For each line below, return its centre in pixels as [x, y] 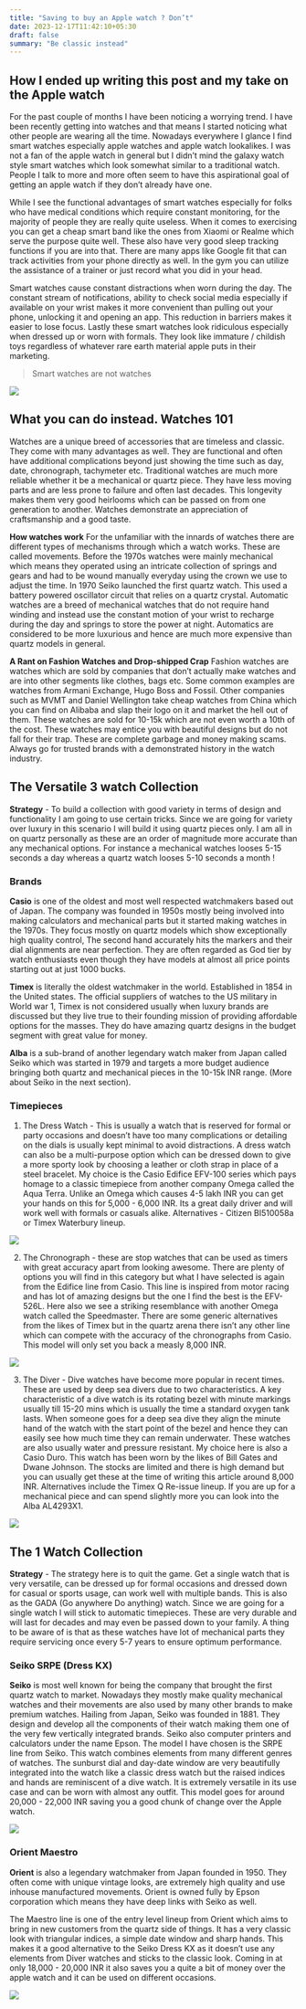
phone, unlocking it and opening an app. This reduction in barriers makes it [151, 317]
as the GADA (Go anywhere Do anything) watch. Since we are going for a [147, 1603]
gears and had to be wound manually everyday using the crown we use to [148, 576]
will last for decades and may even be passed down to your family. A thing [149, 1623]
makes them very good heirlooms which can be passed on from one [138, 500]
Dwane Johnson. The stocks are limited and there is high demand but [153, 1467]
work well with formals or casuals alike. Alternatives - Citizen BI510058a [158, 1213]
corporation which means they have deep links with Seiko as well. [133, 1901]
